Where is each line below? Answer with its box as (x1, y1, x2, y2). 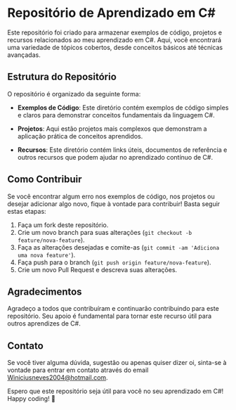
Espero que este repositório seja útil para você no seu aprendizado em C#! (7, 387, 224, 395)
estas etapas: (7, 207, 47, 215)
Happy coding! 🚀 (7, 395, 56, 403)
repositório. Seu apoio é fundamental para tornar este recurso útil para (7, 312, 212, 321)
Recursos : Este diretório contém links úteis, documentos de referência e (17, 146, 228, 154)
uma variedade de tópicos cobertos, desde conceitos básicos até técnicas (7, 43, 223, 51)
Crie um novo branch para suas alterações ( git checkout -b (17, 228, 192, 236)
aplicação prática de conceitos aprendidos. (17, 132, 143, 140)
